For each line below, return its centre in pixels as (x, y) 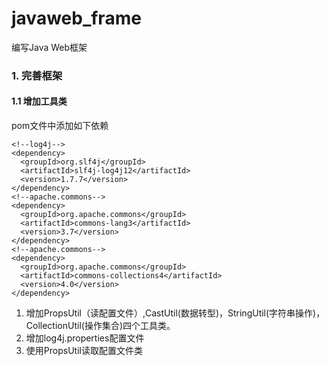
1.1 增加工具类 (39, 101)
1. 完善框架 (37, 75)
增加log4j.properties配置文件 (85, 338)
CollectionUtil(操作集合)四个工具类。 (100, 326)
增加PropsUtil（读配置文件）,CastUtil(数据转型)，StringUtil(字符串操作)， (175, 313)
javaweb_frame (76, 18)
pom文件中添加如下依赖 (60, 126)
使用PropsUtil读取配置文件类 (84, 351)
